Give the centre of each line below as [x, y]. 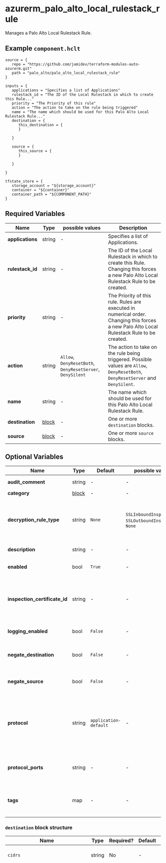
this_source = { [35, 151]
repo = [19, 64]
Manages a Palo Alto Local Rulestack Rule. [48, 33]
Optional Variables [34, 457]
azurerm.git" [19, 68]
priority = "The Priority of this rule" [54, 103]
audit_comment [26, 482]
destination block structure [39, 828]
